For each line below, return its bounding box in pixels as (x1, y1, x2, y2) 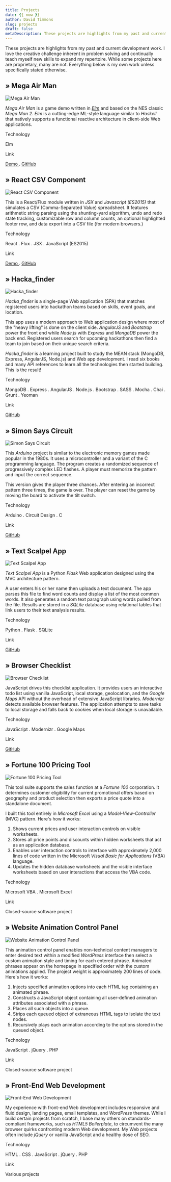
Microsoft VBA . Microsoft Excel (5, 888, 72, 895)
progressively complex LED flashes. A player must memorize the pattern (5, 466, 157, 472)
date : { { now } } (5, 12, 40, 17)
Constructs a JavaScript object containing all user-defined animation (12, 994, 157, 1000)
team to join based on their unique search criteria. (5, 341, 110, 347)
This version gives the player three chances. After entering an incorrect (5, 481, 155, 487)
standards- (128, 1115, 151, 1122)
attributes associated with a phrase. (12, 1000, 88, 1006)
